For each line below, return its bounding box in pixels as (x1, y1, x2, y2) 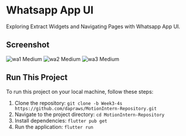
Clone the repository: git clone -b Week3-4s (14, 99, 123, 106)
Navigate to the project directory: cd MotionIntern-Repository (14, 111, 165, 118)
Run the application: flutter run (14, 123, 94, 130)
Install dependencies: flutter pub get (14, 117, 107, 124)
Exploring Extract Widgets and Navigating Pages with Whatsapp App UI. (6, 23, 181, 30)
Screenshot (6, 40, 50, 50)
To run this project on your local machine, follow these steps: (6, 88, 154, 95)
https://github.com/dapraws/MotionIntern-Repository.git (14, 106, 157, 111)
